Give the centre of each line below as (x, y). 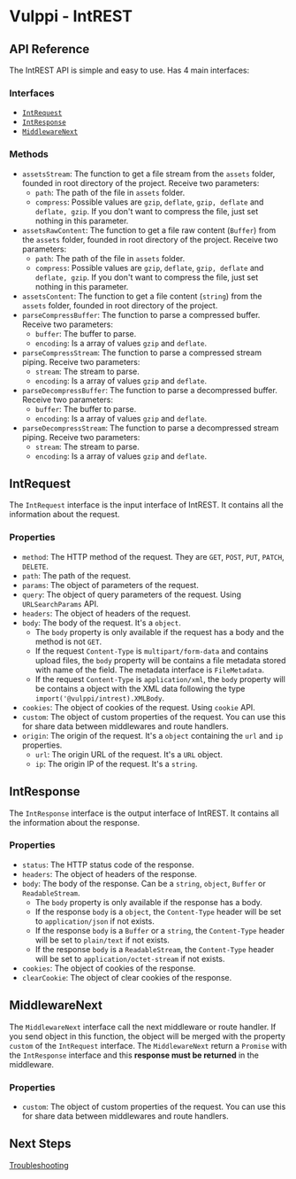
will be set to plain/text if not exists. (102, 940)
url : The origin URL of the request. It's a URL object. (129, 754)
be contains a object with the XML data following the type (140, 688)
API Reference (49, 49)
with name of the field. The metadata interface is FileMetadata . (150, 670)
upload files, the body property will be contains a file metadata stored (160, 660)
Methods (29, 154)
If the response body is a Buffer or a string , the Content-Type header (160, 930)
